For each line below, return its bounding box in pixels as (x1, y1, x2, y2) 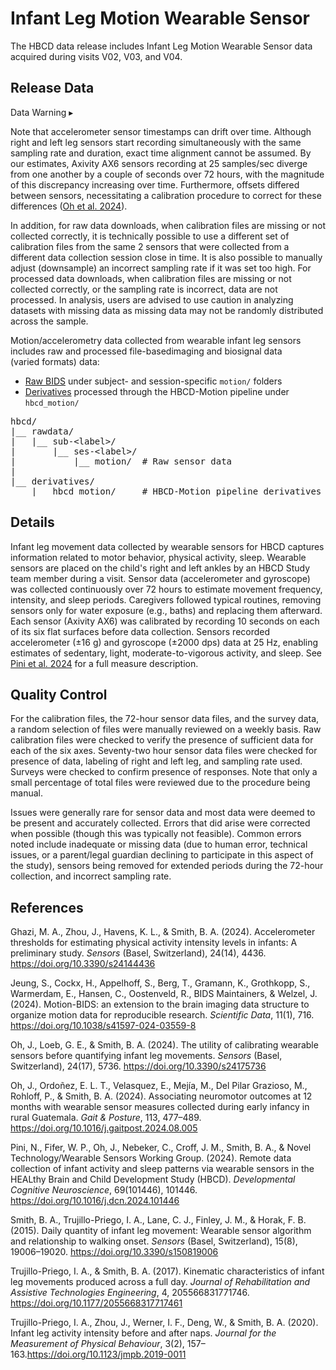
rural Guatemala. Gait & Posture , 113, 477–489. (10, 1112, 202, 1124)
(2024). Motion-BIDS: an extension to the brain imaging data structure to (10, 998, 310, 1011)
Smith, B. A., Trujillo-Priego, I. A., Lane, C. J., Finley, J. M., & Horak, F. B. (10, 1214, 307, 1226)
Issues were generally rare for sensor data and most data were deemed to (10, 807, 316, 819)
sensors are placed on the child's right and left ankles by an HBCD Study (10, 562, 311, 574)
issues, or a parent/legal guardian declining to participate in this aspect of (10, 849, 314, 861)
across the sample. (10, 315, 89, 327)
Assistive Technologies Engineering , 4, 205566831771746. (10, 1287, 250, 1299)
